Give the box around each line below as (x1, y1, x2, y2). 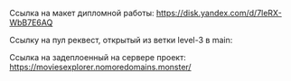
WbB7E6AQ (9, 17, 53, 28)
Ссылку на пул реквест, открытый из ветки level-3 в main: (9, 35, 233, 45)
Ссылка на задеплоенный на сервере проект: (9, 52, 187, 62)
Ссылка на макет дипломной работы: (9, 8, 155, 18)
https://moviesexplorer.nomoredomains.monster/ (9, 62, 192, 72)
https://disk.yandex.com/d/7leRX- (155, 8, 282, 18)
